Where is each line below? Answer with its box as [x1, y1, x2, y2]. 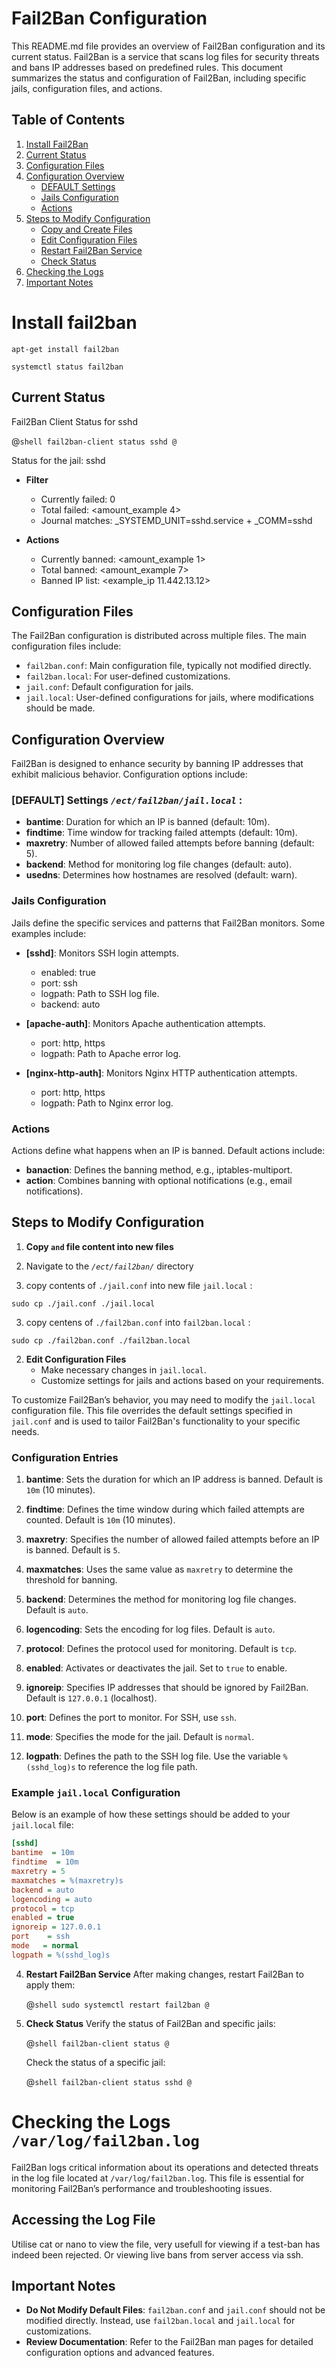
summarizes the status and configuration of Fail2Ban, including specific [11, 72, 307, 84]
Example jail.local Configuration [11, 1786, 181, 1800]
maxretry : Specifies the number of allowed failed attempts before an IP [25, 1533, 320, 1546]
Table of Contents [11, 112, 126, 129]
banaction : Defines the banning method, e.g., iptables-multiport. [25, 1164, 293, 1176]
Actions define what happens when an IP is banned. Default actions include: [11, 1145, 326, 1157]
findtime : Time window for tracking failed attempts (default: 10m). [25, 827, 298, 839]
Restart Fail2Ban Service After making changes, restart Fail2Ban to [25, 1968, 304, 1980]
